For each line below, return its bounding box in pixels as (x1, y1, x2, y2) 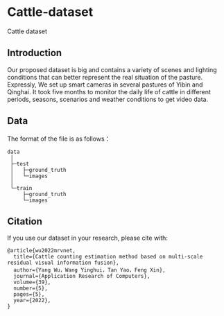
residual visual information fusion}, (7, 259, 119, 267)
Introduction (7, 47, 62, 59)
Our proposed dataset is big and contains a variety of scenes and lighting (7, 65, 217, 73)
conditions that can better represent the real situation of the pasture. (7, 73, 203, 81)
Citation (7, 216, 43, 227)
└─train (10, 184, 33, 191)
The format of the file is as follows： (7, 134, 111, 143)
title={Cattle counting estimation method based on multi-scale (13, 254, 203, 261)
